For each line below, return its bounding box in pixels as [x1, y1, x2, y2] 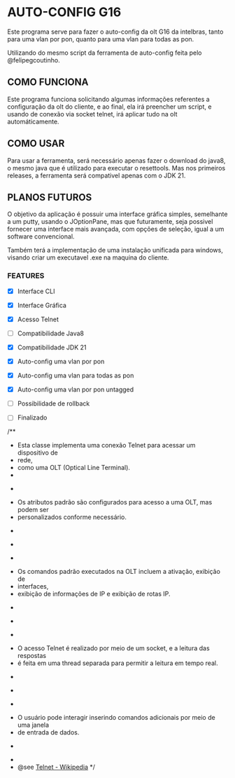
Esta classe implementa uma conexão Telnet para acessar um [17, 441, 196, 450]
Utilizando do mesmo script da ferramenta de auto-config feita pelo [7, 48, 202, 57]
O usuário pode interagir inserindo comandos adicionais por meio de [17, 713, 215, 722]
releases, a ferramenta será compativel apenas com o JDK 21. [7, 171, 186, 180]
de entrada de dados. [17, 728, 80, 737]
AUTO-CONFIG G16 [7, 4, 122, 20]
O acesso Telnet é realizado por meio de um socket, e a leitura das [17, 644, 210, 652]
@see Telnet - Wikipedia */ [17, 763, 96, 772]
